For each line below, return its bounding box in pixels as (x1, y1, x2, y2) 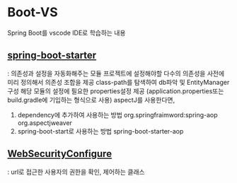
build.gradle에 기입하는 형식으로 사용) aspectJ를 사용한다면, (7, 95, 175, 104)
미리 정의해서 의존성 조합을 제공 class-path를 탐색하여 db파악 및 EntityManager (7, 78, 230, 86)
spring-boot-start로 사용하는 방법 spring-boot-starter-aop (17, 126, 184, 135)
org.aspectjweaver (17, 118, 73, 127)
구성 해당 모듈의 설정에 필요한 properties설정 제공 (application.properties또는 (7, 86, 224, 95)
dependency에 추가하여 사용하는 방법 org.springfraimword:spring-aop (17, 110, 218, 119)
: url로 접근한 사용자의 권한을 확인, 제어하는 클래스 (7, 167, 145, 176)
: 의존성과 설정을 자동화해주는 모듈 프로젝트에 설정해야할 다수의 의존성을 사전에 (7, 69, 225, 78)
